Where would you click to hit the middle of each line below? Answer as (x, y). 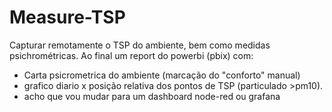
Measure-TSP (67, 17)
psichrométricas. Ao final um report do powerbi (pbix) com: (131, 55)
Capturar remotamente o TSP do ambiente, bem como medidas (140, 45)
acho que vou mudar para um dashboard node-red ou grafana (152, 96)
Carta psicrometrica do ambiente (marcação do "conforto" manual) (162, 75)
